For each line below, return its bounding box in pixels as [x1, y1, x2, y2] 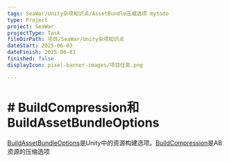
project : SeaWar [7, 23, 54, 30]
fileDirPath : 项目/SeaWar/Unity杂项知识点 [7, 36, 125, 43]
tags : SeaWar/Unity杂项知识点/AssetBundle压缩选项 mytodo [7, 10, 169, 17]
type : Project [7, 17, 49, 24]
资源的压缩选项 [7, 147, 50, 156]
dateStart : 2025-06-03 [7, 42, 73, 49]
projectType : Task [7, 29, 60, 37]
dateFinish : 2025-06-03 [7, 49, 76, 56]
